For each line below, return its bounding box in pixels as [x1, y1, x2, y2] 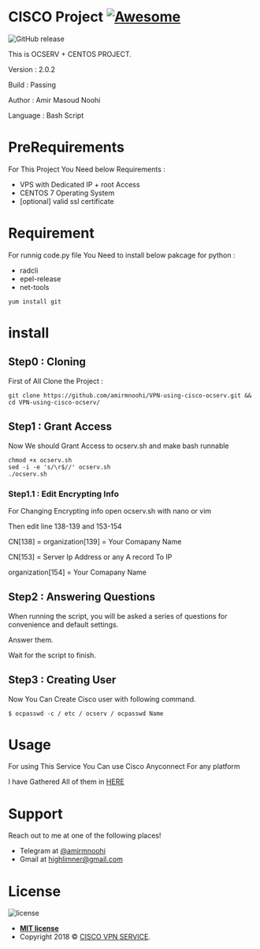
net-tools [19, 282, 50, 292]
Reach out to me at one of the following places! [8, 830, 162, 841]
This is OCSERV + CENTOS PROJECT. [8, 49, 132, 58]
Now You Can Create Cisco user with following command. [8, 694, 196, 703]
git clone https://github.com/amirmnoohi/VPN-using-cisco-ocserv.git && [8, 391, 252, 399]
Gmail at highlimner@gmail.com [19, 854, 124, 864]
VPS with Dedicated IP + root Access [19, 179, 140, 189]
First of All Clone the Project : [8, 376, 104, 386]
